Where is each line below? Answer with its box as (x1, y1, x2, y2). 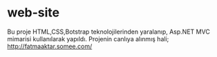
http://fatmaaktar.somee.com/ (7, 42, 93, 50)
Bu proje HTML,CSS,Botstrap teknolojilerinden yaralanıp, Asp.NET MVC (7, 27, 211, 36)
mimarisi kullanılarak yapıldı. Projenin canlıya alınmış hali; (7, 34, 169, 43)
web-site (7, 5, 60, 21)
